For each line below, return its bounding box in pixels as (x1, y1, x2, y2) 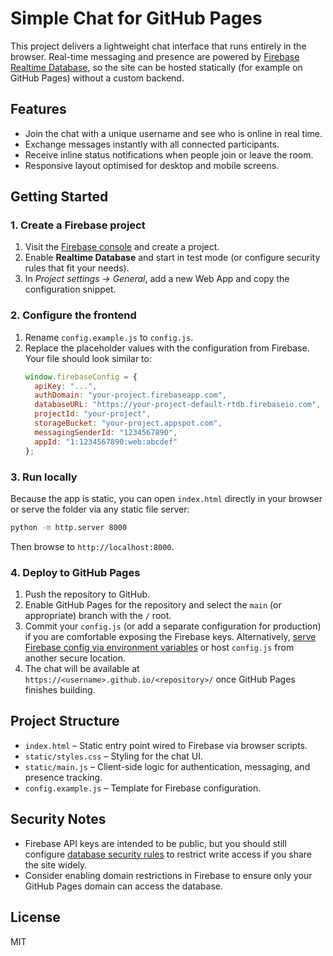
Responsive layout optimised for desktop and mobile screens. (24, 159, 280, 171)
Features (10, 101, 67, 118)
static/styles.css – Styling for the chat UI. (24, 750, 203, 762)
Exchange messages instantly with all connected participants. (24, 138, 280, 150)
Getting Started (10, 188, 109, 206)
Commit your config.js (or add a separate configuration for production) (24, 620, 322, 632)
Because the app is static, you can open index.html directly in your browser (10, 492, 323, 504)
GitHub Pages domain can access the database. (24, 880, 223, 892)
